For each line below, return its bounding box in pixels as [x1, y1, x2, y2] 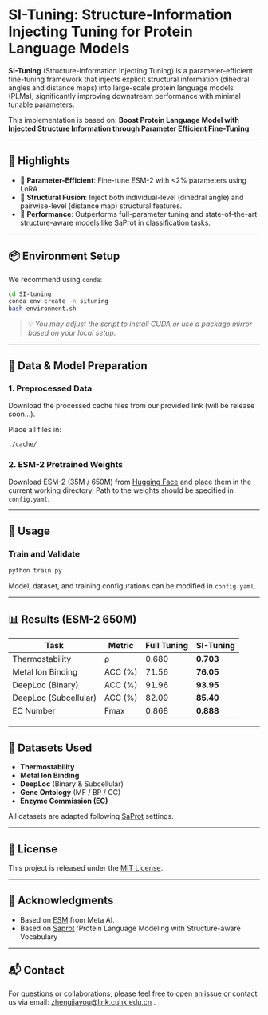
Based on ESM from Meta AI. [19, 915, 115, 924]
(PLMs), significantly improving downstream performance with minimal [8, 91, 241, 100]
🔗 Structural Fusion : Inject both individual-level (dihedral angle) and [19, 192, 244, 202]
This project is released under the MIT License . [8, 864, 164, 873]
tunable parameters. [8, 100, 75, 109]
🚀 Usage [8, 525, 50, 538]
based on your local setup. [27, 328, 116, 338]
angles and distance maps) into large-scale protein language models [8, 82, 234, 92]
